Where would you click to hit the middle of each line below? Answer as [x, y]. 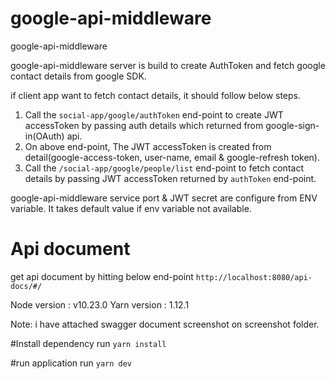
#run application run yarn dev [71, 363]
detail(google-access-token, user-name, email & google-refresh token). [172, 157]
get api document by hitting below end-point [102, 276]
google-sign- [292, 125]
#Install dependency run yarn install [88, 343]
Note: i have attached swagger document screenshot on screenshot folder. [165, 324]
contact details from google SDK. [78, 76]
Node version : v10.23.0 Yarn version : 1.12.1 [100, 304]
